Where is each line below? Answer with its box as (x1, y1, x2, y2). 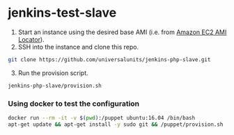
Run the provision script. (17, 68, 88, 77)
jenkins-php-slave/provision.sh (8, 82, 102, 89)
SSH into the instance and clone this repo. (17, 42, 139, 51)
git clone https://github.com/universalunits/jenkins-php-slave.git (8, 56, 211, 63)
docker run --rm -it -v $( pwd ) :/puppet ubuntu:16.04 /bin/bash (8, 114, 196, 121)
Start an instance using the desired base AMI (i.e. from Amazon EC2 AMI (17, 28, 227, 36)
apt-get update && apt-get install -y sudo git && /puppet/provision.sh (8, 120, 224, 128)
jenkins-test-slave (8, 5, 117, 21)
